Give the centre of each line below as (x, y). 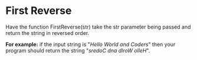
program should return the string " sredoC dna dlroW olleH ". (78, 50)
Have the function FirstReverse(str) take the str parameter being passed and (98, 27)
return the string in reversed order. (47, 33)
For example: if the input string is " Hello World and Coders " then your (91, 44)
